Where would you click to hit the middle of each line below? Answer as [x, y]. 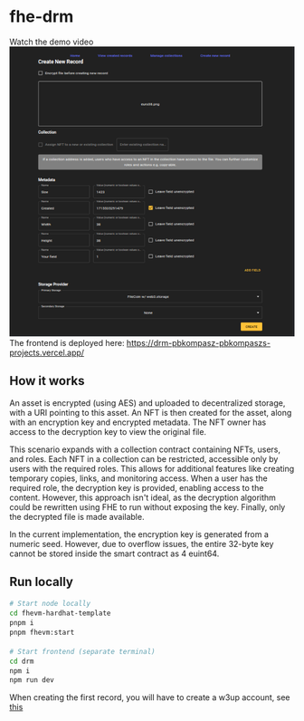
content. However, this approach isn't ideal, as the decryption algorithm [142, 497]
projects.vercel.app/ [47, 352]
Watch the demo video [52, 42]
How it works [47, 381]
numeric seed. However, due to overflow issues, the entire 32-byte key [142, 543]
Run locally [42, 582]
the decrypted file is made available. [77, 516]
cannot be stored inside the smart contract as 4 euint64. [114, 553]
